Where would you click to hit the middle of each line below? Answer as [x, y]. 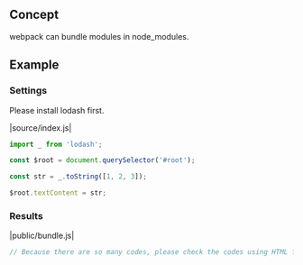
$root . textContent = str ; [58, 193]
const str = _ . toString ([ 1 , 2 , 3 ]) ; [78, 177]
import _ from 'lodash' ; [56, 144]
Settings [28, 91]
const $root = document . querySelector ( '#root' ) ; [102, 160]
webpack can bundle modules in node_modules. [99, 36]
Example [34, 65]
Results [26, 215]
